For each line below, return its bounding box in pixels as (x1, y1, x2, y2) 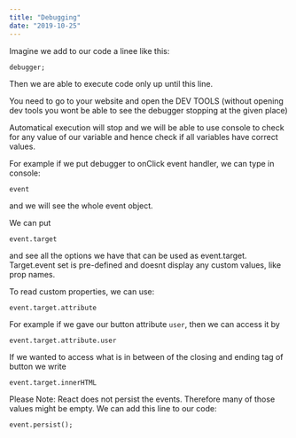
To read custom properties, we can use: (9, 285, 155, 297)
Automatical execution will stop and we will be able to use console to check (9, 121, 285, 133)
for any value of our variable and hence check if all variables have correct (9, 131, 278, 142)
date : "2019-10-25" (9, 21, 82, 30)
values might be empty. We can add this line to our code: (9, 403, 217, 413)
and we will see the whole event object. (9, 200, 153, 211)
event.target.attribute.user (9, 336, 117, 345)
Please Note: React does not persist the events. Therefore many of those (9, 394, 276, 404)
